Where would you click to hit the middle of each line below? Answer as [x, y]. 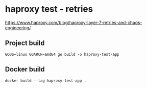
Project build [25, 43]
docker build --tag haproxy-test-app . [46, 81]
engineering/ [18, 27]
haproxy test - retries [49, 9]
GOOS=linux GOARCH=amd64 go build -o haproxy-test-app [62, 54]
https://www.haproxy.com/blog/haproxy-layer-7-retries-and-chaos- [73, 22]
